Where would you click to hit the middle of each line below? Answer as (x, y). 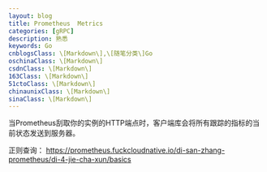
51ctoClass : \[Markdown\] (52, 84)
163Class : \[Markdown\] (49, 76)
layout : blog (30, 16)
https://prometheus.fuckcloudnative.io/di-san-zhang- (136, 150)
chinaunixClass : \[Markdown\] (60, 91)
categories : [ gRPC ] (41, 31)
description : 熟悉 (38, 39)
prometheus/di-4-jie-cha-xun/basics (70, 160)
